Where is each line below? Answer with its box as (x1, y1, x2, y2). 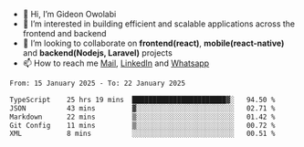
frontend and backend (22, 28, 107, 38)
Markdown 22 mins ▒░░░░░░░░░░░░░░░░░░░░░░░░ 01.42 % (9, 112, 276, 121)
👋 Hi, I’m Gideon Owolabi (22, 9, 117, 19)
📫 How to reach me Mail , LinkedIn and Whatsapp (22, 58, 210, 68)
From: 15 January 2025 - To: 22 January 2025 (9, 79, 185, 88)
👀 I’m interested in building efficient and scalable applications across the (22, 18, 296, 29)
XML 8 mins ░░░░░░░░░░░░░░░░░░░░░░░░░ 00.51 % (9, 129, 276, 139)
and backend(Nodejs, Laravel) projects (22, 47, 173, 58)
